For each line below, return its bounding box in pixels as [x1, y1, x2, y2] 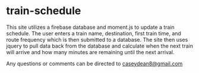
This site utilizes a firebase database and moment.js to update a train [6, 24, 175, 31]
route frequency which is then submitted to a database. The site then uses [6, 36, 188, 43]
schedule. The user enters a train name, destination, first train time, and [6, 29, 181, 36]
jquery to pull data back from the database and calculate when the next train [6, 42, 193, 49]
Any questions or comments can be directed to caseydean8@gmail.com [6, 60, 183, 67]
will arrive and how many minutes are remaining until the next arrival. [6, 48, 175, 55]
